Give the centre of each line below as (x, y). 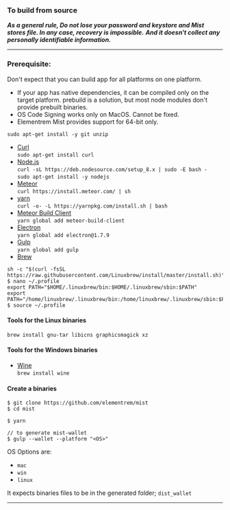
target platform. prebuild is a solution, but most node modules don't (112, 100)
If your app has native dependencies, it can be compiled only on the (113, 92)
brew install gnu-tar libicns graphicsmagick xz (78, 335)
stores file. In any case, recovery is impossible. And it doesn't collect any (114, 32)
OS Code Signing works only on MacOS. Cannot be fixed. (98, 114)
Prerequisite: (29, 64)
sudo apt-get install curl (55, 155)
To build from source (42, 10)
